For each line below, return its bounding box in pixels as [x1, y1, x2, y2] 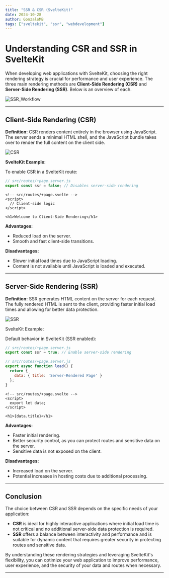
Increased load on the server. [12, 467, 74, 473]
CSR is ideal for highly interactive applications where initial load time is [12, 521, 159, 527]
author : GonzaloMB [5, 17, 44, 22]
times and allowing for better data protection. [5, 306, 99, 312]
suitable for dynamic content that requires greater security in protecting [12, 537, 161, 543]
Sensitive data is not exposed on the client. [12, 448, 102, 454]
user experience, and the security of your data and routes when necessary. [5, 562, 161, 568]
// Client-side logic [10, 201, 55, 206]
